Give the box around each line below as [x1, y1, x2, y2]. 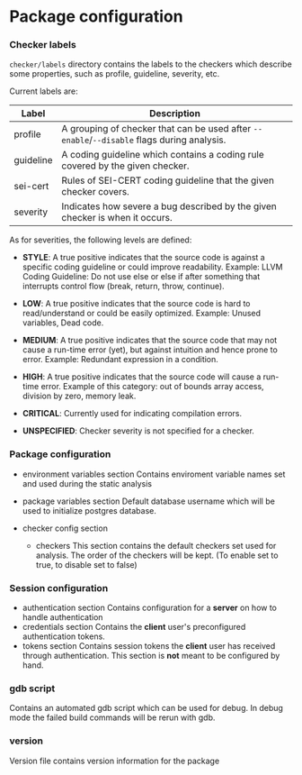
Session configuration [9, 581, 109, 594]
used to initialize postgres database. [22, 505, 157, 515]
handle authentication [22, 612, 103, 623]
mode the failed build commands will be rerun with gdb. [9, 712, 216, 723]
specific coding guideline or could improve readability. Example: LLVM [22, 261, 283, 272]
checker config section [22, 523, 108, 533]
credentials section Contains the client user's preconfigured [22, 622, 246, 633]
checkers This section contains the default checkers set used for [35, 540, 277, 551]
